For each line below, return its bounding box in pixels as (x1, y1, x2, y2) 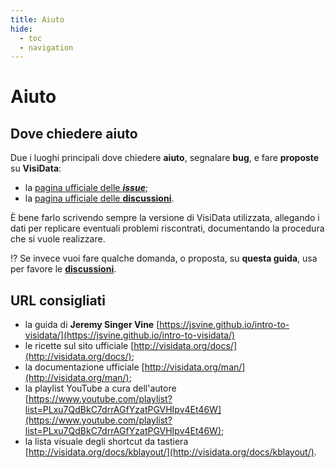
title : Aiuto (10, 14, 65, 25)
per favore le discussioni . (10, 263, 117, 275)
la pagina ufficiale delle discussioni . (24, 192, 175, 205)
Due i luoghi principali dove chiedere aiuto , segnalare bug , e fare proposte (10, 152, 320, 164)
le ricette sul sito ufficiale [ (24, 340, 135, 352)
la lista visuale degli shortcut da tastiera (24, 436, 189, 448)
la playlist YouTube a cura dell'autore (24, 382, 177, 395)
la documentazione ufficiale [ (24, 361, 145, 373)
